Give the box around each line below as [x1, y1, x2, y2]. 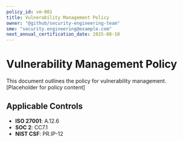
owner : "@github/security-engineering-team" [6, 20, 120, 26]
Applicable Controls [6, 101, 83, 112]
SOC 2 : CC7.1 [14, 123, 48, 131]
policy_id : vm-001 [6, 8, 53, 15]
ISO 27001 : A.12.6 [14, 117, 59, 124]
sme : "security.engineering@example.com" [6, 25, 112, 32]
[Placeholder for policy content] [6, 84, 86, 91]
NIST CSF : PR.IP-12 [14, 130, 63, 137]
